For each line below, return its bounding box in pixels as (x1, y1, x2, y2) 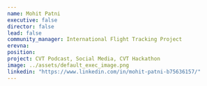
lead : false (7, 29, 42, 37)
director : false (7, 23, 54, 30)
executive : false (7, 17, 58, 24)
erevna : (7, 42, 30, 49)
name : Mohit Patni (7, 10, 61, 17)
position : (7, 49, 36, 56)
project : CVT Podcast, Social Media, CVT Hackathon (7, 55, 160, 62)
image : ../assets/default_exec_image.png (7, 62, 130, 69)
